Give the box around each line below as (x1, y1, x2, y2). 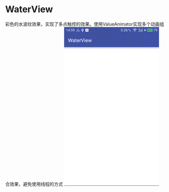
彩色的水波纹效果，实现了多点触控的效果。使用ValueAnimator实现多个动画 (5, 21, 160, 27)
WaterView (5, 4, 53, 15)
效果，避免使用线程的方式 (9, 181, 63, 187)
